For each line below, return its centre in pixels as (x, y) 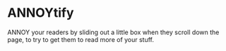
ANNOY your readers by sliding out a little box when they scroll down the (113, 32)
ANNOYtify (41, 13)
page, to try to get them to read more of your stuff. (81, 39)
